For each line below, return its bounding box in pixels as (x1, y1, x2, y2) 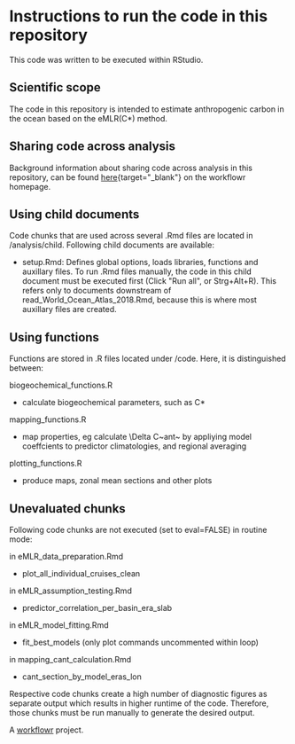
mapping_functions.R (9, 414, 87, 425)
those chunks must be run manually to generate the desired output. (9, 708, 255, 717)
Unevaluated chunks (9, 501, 126, 516)
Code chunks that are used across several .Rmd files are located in (9, 231, 254, 241)
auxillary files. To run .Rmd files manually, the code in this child (21, 266, 252, 277)
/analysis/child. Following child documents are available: (9, 239, 215, 250)
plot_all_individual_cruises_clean (21, 568, 141, 578)
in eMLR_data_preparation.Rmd (9, 552, 124, 561)
